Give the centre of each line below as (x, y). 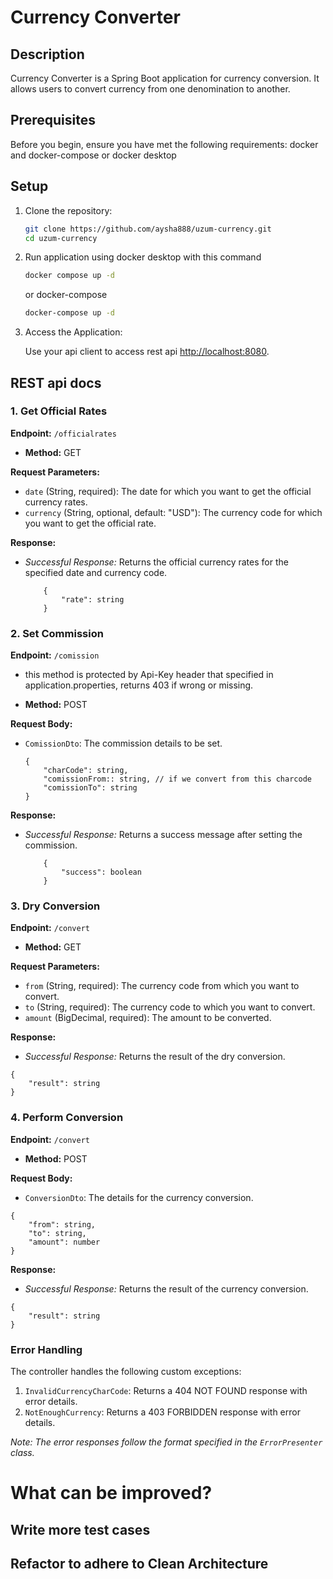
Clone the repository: (68, 210)
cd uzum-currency (61, 238)
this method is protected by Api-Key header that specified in (149, 675)
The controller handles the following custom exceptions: (126, 1371)
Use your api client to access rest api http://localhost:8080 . (147, 352)
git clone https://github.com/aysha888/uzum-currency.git (148, 229)
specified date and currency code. (96, 572)
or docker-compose (66, 295)
